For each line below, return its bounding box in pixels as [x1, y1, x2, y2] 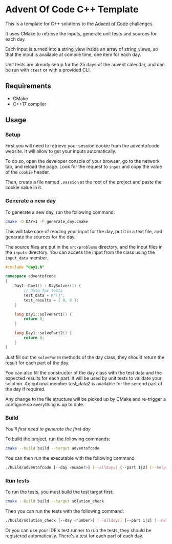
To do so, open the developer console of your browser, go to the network [5, 158, 160, 164]
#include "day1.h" [5, 265, 45, 270]
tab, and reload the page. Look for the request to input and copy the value [5, 163, 162, 170]
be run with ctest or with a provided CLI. [5, 67, 91, 73]
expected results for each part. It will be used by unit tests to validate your [5, 375, 162, 381]
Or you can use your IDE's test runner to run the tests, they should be [5, 527, 152, 533]
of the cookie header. [5, 169, 50, 175]
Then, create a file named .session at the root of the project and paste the [5, 179, 162, 185]
